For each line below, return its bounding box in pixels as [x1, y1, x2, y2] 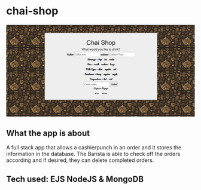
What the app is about [6, 128, 90, 138]
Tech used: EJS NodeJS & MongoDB [6, 174, 144, 184]
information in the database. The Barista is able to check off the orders [6, 151, 181, 158]
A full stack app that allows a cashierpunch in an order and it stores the [6, 144, 182, 151]
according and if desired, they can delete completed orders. [6, 157, 154, 164]
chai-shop [6, 4, 59, 18]
